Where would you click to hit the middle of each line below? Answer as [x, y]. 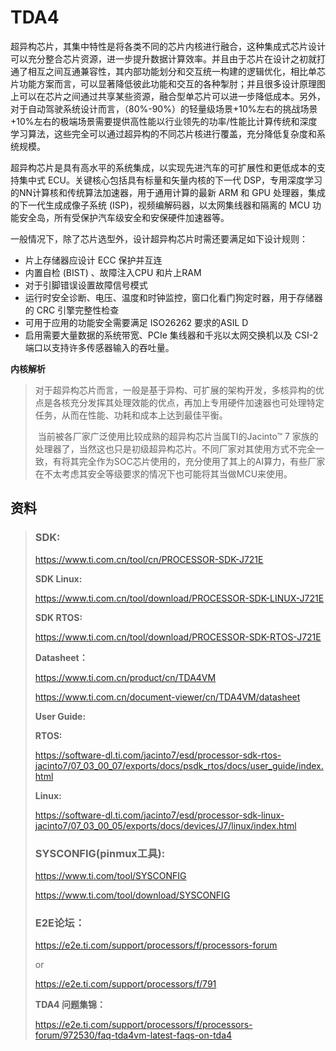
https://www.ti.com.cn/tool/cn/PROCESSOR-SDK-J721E [149, 559]
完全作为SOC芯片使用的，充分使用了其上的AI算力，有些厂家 [202, 461]
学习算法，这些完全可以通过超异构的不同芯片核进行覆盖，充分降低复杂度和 [163, 133]
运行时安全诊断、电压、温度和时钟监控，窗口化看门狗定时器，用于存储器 [173, 297]
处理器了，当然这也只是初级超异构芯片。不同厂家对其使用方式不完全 [175, 448]
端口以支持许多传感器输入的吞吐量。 [99, 347]
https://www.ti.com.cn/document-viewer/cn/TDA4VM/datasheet [167, 697]
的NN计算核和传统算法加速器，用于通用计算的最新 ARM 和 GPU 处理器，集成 [168, 192]
